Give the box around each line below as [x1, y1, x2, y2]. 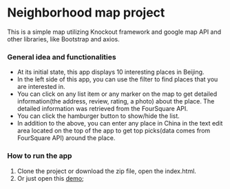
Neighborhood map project [7, 5, 165, 21]
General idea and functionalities [7, 52, 116, 61]
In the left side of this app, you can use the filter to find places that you [17, 75, 218, 83]
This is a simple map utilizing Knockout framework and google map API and [7, 28, 222, 36]
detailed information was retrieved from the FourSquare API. [17, 105, 188, 113]
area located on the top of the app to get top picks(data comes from [17, 126, 211, 135]
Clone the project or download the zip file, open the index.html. [17, 167, 196, 175]
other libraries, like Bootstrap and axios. [7, 34, 121, 43]
